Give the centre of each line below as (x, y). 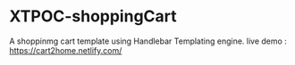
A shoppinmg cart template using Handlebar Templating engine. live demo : (148, 41)
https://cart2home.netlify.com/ (66, 50)
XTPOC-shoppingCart (93, 16)
